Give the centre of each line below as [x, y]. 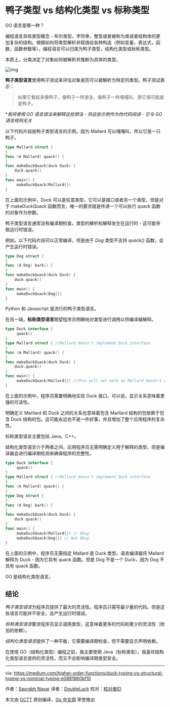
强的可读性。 [18, 402]
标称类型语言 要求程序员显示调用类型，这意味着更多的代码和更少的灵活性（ [83, 624]
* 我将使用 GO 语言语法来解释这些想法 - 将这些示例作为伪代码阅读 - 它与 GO [84, 114]
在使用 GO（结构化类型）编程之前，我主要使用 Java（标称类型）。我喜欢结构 [85, 652]
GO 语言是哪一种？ [25, 25]
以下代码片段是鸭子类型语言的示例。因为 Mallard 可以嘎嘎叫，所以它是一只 [83, 131]
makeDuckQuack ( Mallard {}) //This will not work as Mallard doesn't [89, 381]
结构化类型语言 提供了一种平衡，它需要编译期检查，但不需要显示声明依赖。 [83, 641]
